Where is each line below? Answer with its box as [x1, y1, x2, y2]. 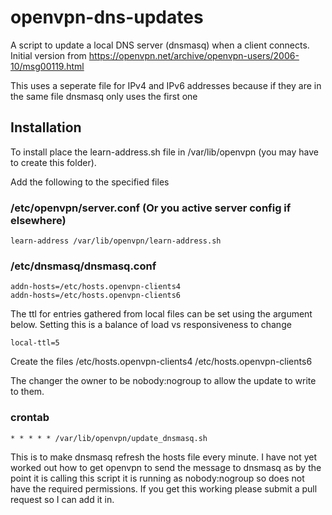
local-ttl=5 [10, 338, 60, 348]
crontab [10, 411, 50, 425]
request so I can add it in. [10, 493, 115, 505]
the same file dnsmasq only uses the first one [10, 90, 198, 102]
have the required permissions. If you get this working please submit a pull [10, 482, 318, 495]
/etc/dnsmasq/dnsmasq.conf [10, 259, 157, 273]
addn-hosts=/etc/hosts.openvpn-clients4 [10, 282, 182, 292]
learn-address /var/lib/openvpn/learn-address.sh [10, 236, 222, 246]
